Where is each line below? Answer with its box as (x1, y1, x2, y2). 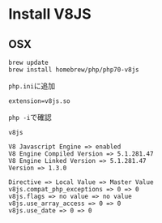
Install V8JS (8, 5, 92, 24)
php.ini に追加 (8, 81, 56, 90)
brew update (8, 58, 49, 66)
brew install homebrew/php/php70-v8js (8, 66, 139, 74)
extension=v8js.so (8, 97, 70, 105)
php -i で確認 (8, 113, 52, 122)
